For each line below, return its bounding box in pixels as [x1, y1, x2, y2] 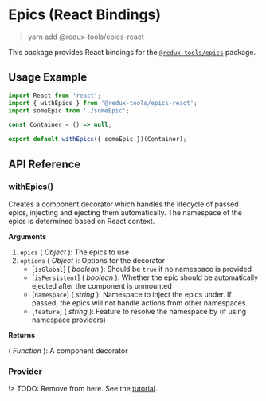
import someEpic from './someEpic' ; [8, 106, 130, 115]
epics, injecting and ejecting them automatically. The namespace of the [8, 207, 243, 217]
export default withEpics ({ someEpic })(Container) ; [8, 136, 187, 143]
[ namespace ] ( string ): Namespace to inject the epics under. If [31, 289, 233, 299]
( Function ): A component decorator [8, 345, 128, 356]
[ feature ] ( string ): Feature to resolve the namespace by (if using [31, 306, 247, 316]
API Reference [8, 157, 81, 171]
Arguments [8, 231, 47, 241]
